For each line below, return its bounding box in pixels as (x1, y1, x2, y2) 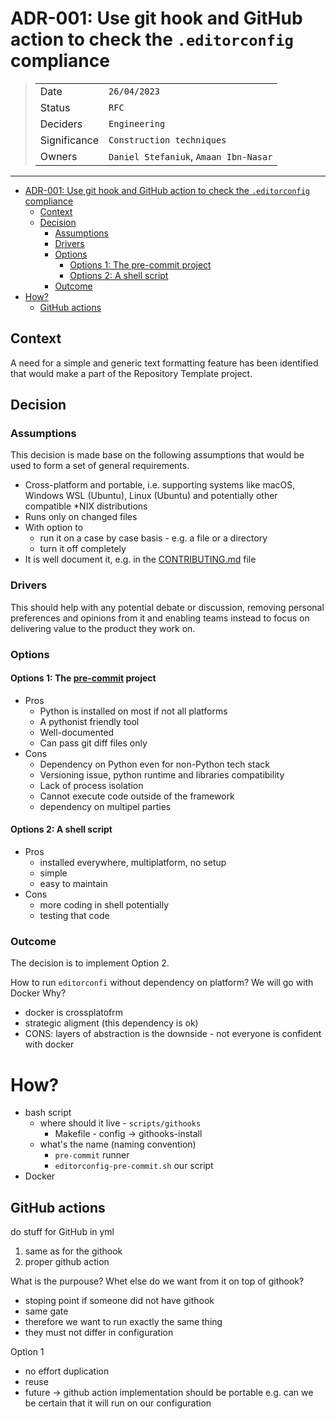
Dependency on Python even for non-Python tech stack (39, 758, 270, 770)
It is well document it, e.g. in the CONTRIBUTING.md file (24, 553, 257, 566)
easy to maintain (39, 878, 108, 890)
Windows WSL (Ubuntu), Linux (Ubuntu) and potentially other (24, 490, 278, 502)
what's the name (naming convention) (39, 1138, 197, 1151)
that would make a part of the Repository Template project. (10, 367, 253, 379)
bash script (24, 1107, 72, 1119)
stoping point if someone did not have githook (24, 1295, 215, 1307)
